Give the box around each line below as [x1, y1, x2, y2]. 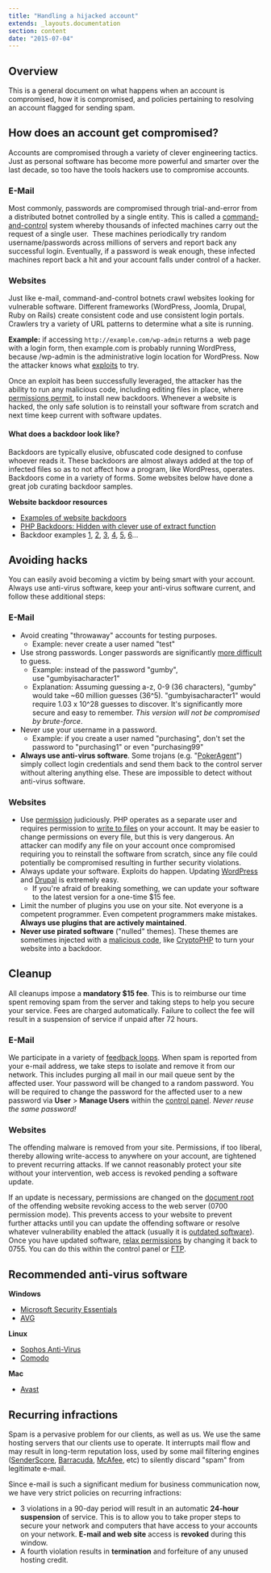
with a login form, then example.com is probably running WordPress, [8, 343, 236, 353]
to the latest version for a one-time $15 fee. [31, 892, 176, 902]
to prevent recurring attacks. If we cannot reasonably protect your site [8, 1160, 242, 1170]
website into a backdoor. [19, 944, 102, 953]
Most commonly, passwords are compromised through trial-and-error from [8, 204, 258, 213]
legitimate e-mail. [8, 1464, 66, 1474]
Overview [8, 64, 59, 78]
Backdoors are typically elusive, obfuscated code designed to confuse [8, 447, 244, 456]
